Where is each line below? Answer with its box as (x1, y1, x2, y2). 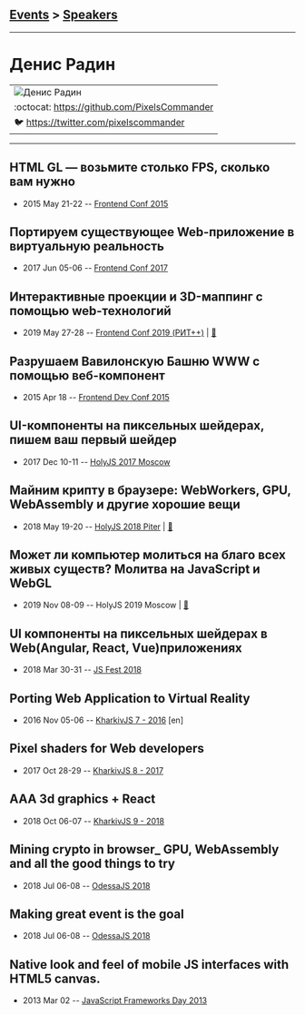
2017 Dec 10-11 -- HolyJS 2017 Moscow (22, 456, 171, 467)
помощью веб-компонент (9, 368, 165, 383)
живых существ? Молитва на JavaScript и (9, 562, 261, 577)
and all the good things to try (9, 856, 175, 872)
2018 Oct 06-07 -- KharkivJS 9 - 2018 (22, 815, 165, 826)
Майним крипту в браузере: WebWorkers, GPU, (9, 483, 291, 498)
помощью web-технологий (9, 303, 172, 319)
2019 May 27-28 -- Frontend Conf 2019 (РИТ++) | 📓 (22, 327, 217, 339)
